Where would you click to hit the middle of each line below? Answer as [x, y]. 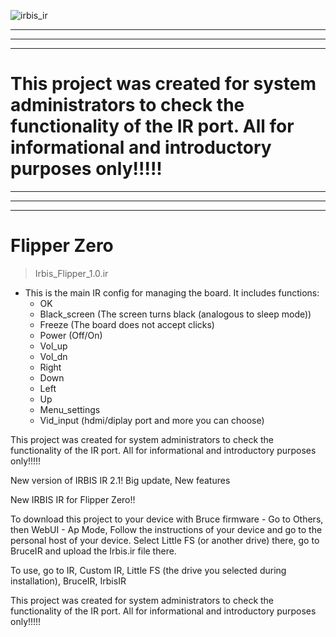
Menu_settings [70, 409]
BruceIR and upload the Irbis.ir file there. [93, 551]
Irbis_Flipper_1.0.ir [71, 273]
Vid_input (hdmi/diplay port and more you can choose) [152, 420]
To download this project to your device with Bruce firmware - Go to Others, [167, 519]
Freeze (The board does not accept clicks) [127, 324]
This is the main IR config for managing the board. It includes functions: [172, 292]
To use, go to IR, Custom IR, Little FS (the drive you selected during [148, 570]
